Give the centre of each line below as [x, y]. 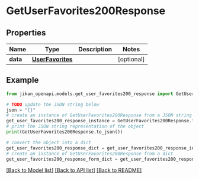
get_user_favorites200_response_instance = [61, 121]
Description [95, 49]
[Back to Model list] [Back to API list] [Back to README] [74, 170]
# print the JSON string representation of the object [75, 126]
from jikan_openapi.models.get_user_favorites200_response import [90, 94]
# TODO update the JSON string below [53, 105]
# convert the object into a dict [49, 142]
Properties [26, 33]
